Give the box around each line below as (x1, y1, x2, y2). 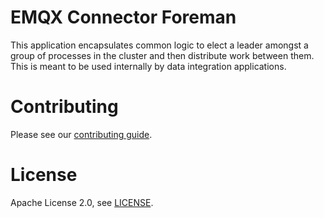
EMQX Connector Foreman (10, 6, 237, 29)
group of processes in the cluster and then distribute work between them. (10, 49, 315, 61)
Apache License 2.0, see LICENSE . (10, 196, 154, 208)
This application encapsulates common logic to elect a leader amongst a (10, 39, 309, 51)
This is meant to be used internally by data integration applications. (10, 60, 287, 72)
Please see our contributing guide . (10, 128, 153, 140)
